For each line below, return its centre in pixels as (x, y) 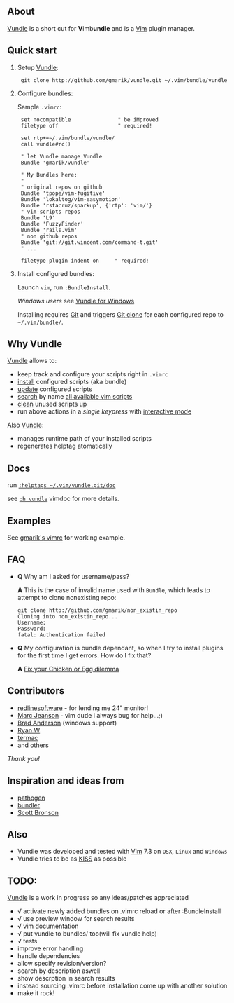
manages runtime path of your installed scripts (85, 439)
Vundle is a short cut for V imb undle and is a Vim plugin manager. (101, 28)
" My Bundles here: (49, 175)
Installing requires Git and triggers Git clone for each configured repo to (120, 314)
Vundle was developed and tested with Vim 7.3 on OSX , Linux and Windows (122, 852)
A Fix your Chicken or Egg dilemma (68, 669)
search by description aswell (59, 971)
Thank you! (24, 758)
